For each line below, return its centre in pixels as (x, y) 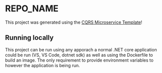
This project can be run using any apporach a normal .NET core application (81, 49)
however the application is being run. (42, 65)
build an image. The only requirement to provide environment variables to (79, 60)
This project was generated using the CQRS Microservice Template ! (74, 22)
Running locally (29, 38)
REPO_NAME (32, 9)
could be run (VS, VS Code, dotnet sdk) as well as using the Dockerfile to (79, 55)
